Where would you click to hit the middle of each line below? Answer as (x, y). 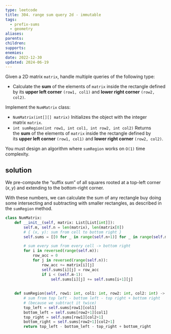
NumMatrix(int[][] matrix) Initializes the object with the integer (80, 117)
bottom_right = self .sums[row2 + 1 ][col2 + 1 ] (69, 322)
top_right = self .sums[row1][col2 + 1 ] (63, 317)
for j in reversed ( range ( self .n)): (70, 261)
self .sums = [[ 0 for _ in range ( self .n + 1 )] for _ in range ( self (93, 237)
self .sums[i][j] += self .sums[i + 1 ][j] (92, 279)
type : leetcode (21, 10)
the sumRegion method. (29, 209)
